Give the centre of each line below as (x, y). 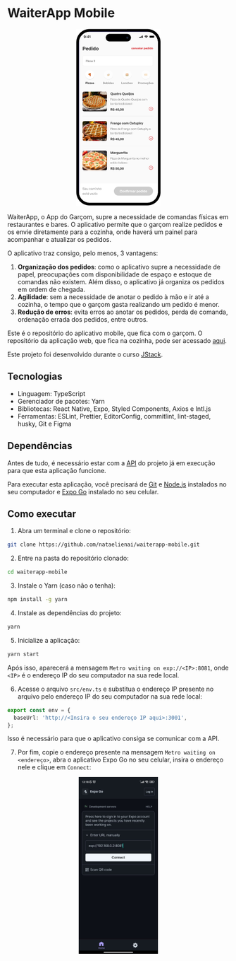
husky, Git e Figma (44, 424)
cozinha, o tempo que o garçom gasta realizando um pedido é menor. (118, 304)
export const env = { (39, 710)
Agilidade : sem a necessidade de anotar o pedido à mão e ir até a (113, 297)
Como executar (42, 514)
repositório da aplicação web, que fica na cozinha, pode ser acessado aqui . (117, 340)
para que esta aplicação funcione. (57, 470)
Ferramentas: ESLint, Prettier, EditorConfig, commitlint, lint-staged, (114, 416)
